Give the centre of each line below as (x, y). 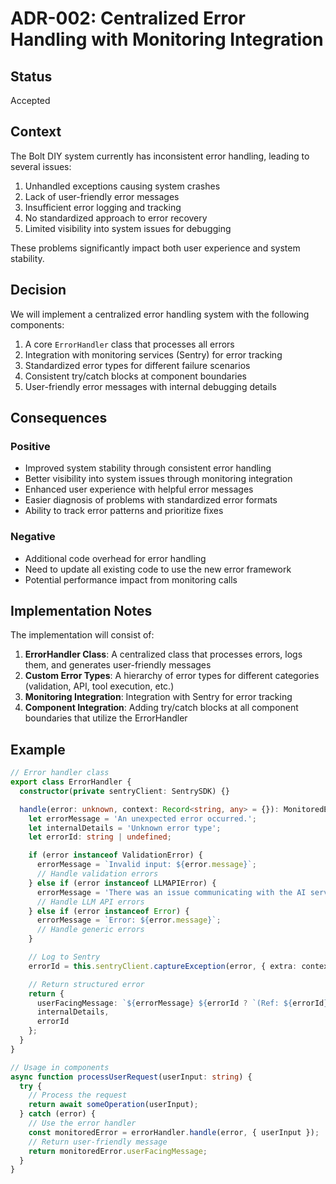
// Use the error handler (82, 1123)
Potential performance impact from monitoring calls (131, 579)
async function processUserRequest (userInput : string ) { (131, 1077)
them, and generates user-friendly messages (118, 665)
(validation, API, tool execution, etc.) (99, 686)
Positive (30, 446)
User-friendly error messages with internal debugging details (150, 386)
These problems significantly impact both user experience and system (155, 248)
